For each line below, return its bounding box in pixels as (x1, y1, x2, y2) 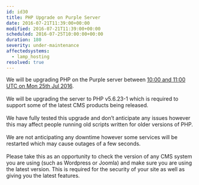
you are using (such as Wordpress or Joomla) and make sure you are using (6, 159, 192, 166)
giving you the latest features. (6, 172, 80, 179)
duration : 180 (6, 37, 42, 43)
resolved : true (6, 59, 44, 65)
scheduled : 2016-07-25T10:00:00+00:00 (6, 31, 103, 37)
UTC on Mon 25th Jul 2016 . (6, 82, 74, 89)
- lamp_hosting (11, 54, 50, 60)
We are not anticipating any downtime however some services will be (6, 133, 178, 140)
